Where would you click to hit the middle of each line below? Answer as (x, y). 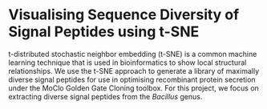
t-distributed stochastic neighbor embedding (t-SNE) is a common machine (133, 54)
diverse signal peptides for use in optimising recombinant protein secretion (132, 79)
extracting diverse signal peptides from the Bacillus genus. (105, 96)
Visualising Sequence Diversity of (124, 15)
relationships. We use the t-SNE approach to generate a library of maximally (133, 71)
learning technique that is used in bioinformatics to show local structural (127, 63)
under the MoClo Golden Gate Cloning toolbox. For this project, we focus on (133, 88)
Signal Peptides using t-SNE (104, 32)
